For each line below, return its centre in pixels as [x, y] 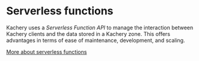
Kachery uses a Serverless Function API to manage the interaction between [100, 28]
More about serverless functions [47, 51]
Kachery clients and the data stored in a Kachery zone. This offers [88, 33]
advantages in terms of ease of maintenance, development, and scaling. [96, 40]
